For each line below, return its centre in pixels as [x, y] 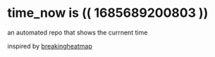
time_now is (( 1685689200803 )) [108, 13]
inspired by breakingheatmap [50, 46]
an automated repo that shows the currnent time [78, 32]
